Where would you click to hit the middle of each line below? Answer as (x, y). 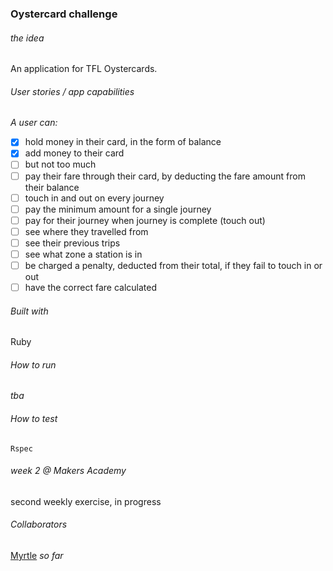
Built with (29, 311)
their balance (52, 187)
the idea (27, 38)
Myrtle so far (37, 556)
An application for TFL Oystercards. (84, 69)
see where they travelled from (86, 231)
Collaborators (39, 524)
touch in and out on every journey (94, 198)
